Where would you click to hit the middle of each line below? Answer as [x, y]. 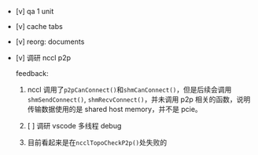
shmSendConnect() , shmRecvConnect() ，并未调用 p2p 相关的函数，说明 [139, 99]
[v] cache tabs [39, 26]
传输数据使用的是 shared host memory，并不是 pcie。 [114, 109]
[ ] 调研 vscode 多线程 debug [74, 126]
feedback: [32, 73]
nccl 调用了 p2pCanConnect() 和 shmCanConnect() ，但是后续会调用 [129, 90]
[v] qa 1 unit [35, 11]
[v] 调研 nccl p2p [43, 58]
